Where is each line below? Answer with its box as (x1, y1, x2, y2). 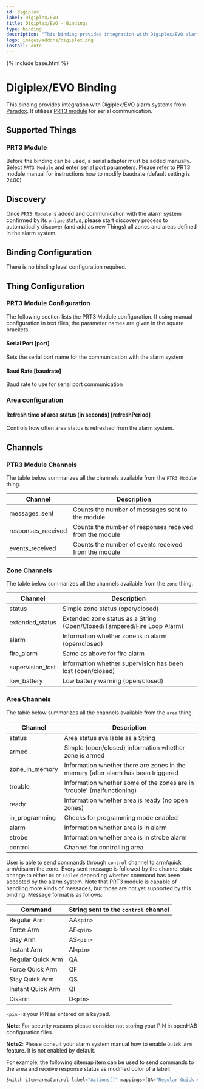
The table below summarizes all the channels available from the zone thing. (6, 580, 194, 587)
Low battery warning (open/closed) (62, 677, 164, 685)
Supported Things (6, 125, 77, 136)
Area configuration (6, 396, 64, 404)
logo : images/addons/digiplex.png (6, 37, 94, 43)
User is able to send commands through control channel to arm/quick (6, 859, 182, 866)
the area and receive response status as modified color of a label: (6, 1065, 171, 1072)
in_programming (9, 813, 56, 821)
